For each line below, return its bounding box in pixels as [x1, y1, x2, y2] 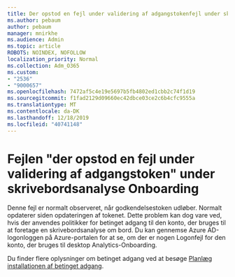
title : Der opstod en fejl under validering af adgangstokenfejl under [7, 10, 220, 17]
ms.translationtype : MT [7, 101, 77, 108]
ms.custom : [7, 69, 39, 76]
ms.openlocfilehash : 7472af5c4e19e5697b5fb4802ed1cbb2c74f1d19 [7, 88, 196, 95]
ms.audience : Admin [7, 36, 64, 43]
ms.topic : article [7, 43, 61, 50]
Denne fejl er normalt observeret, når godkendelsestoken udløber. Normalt [7, 204, 222, 212]
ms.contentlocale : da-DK [7, 108, 80, 115]
